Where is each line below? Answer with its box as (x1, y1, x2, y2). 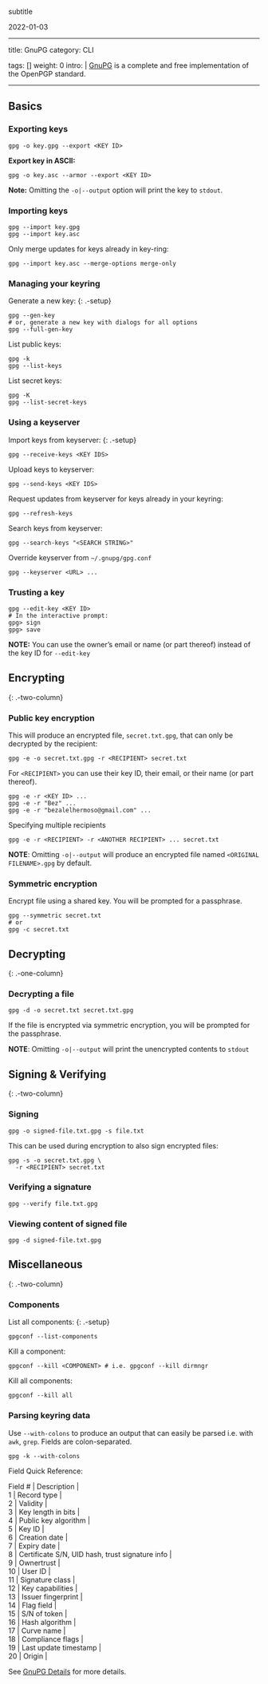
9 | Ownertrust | (8, 1558, 61, 1567)
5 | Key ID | (8, 1524, 45, 1533)
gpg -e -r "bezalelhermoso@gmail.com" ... (8, 806, 152, 814)
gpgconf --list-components (8, 1333, 98, 1341)
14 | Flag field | (8, 1600, 57, 1610)
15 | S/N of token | (8, 1608, 68, 1619)
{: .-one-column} (8, 969, 64, 978)
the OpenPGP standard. (8, 69, 86, 78)
